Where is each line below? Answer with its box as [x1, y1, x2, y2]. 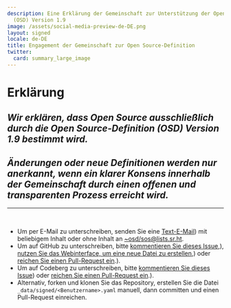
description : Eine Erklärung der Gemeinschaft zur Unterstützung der [7, 10, 211, 17]
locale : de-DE [7, 36, 48, 43]
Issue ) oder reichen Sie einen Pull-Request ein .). [16, 271, 155, 280]
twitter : [7, 49, 32, 56]
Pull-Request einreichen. [16, 294, 87, 302]
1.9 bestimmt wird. [7, 134, 89, 145]
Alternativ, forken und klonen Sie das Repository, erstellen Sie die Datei [16, 278, 219, 287]
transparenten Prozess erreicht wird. [7, 189, 169, 201]
